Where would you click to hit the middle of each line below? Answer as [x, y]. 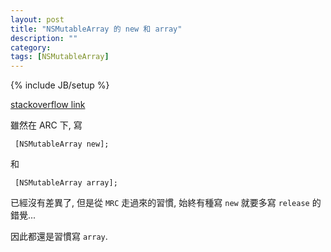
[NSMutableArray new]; [62, 144]
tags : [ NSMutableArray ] [60, 57]
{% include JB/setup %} [60, 85]
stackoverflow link [48, 105]
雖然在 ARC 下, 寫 [46, 125]
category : [31, 47]
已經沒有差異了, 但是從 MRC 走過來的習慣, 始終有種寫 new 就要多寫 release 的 [166, 203]
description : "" [44, 38]
